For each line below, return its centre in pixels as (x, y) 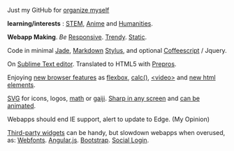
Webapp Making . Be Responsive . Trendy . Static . (77, 37)
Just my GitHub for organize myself (58, 10)
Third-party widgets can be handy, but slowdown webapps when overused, (116, 133)
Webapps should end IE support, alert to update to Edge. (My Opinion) (109, 119)
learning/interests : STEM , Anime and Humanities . (80, 23)
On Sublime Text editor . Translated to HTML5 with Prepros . (92, 64)
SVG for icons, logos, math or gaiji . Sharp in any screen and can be (104, 98)
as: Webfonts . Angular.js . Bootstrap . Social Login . (78, 140)
